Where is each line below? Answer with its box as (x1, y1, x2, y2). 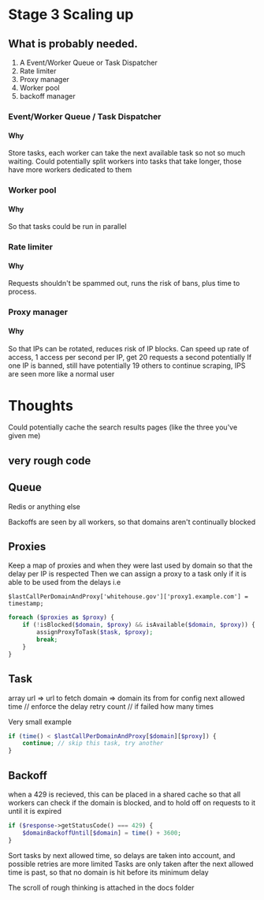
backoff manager (19, 92, 76, 100)
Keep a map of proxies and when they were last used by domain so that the (8, 561, 253, 570)
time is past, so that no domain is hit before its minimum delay (8, 867, 209, 877)
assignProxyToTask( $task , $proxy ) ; (36, 628, 154, 636)
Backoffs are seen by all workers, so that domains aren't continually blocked (8, 517, 256, 527)
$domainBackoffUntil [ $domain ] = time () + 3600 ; (22, 829, 181, 837)
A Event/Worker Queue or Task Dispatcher (19, 58, 158, 67)
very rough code (8, 454, 91, 467)
